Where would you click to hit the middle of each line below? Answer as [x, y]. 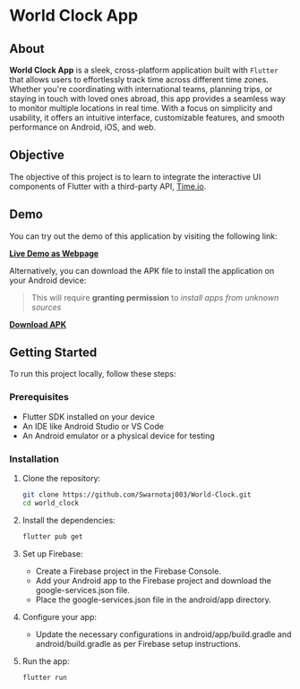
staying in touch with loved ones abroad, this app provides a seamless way [148, 98]
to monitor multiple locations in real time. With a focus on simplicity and [141, 108]
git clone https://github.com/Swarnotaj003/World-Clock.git [137, 495]
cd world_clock [51, 503]
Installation [34, 459]
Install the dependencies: [69, 520]
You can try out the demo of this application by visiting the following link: [143, 236]
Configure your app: [59, 617]
